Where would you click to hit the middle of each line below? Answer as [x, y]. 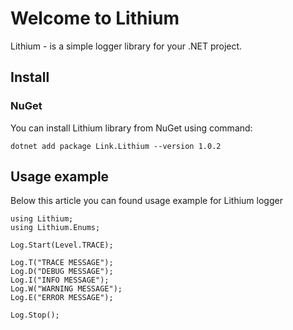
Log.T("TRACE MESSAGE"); [62, 263]
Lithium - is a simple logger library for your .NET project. [126, 46]
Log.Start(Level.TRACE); [62, 245]
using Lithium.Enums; [55, 228]
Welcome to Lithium [95, 18]
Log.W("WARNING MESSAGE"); [66, 289]
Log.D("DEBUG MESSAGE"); [62, 272]
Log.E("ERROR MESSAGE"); [62, 298]
